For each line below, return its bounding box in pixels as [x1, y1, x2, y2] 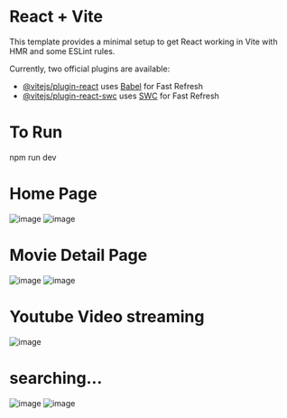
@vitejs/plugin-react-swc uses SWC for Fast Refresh [22, 90, 219, 101]
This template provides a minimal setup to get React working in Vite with [9, 36, 278, 47]
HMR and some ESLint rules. [9, 45, 116, 56]
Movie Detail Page [9, 246, 148, 265]
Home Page [9, 183, 97, 204]
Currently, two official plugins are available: [9, 63, 171, 74]
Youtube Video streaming [9, 306, 205, 327]
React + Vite [9, 6, 104, 27]
